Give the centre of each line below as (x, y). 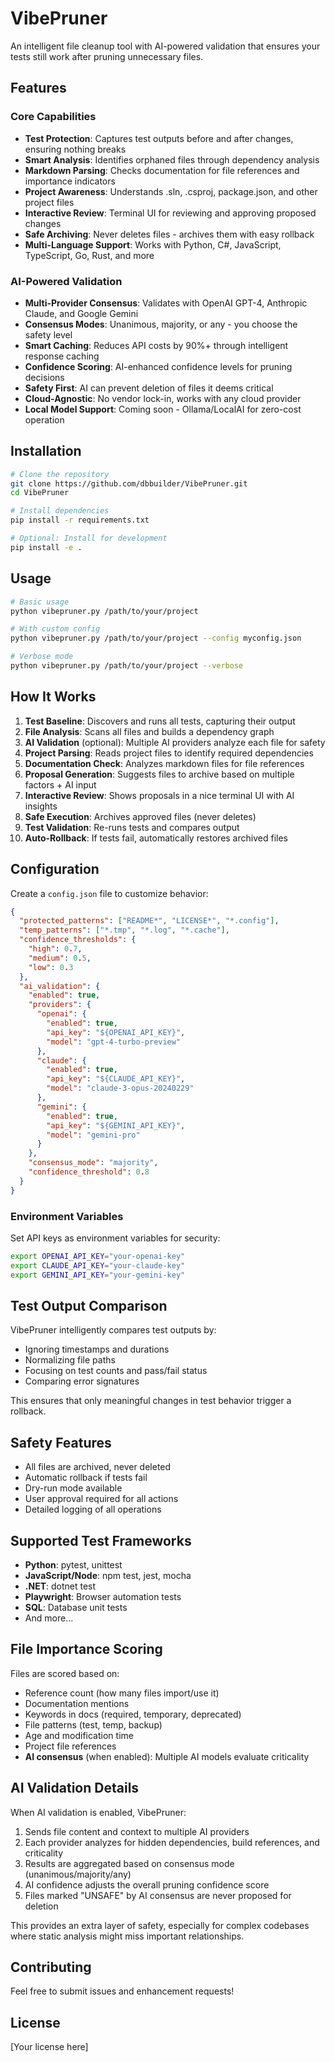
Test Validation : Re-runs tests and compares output (132, 827)
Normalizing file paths (70, 1360)
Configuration (55, 869)
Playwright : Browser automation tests (103, 1597)
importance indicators (70, 181)
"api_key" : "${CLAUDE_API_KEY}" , (116, 1079)
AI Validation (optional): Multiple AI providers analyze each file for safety (175, 742)
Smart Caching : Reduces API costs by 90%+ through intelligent (156, 345)
